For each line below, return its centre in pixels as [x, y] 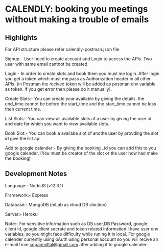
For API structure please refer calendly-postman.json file [62, 49]
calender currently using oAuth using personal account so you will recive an [82, 239]
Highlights [21, 38]
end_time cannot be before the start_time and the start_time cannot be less [81, 104]
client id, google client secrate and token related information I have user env [82, 228]
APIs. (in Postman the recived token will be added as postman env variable [80, 84]
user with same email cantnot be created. [47, 64]
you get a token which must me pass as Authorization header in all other [78, 79]
